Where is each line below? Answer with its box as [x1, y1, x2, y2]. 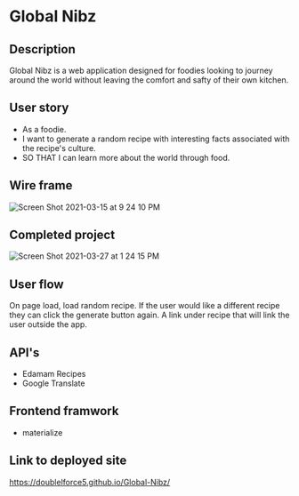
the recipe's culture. [21, 142, 96, 153]
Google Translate [21, 378, 86, 388]
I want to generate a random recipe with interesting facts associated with [21, 133, 290, 144]
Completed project [9, 228, 116, 243]
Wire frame [9, 178, 73, 193]
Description [9, 42, 76, 57]
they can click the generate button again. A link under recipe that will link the [9, 309, 290, 321]
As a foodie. [21, 124, 67, 134]
